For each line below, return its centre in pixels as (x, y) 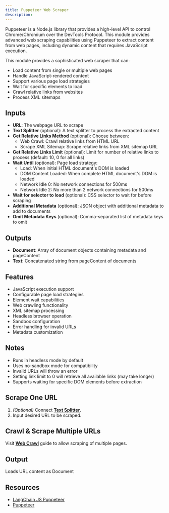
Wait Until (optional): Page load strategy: (55, 163)
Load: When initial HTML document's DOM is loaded (75, 168)
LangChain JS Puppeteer (38, 500)
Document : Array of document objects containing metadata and (79, 250)
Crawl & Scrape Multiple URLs (53, 431)
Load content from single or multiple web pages (62, 70)
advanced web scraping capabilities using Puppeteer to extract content (79, 40)
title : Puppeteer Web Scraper (37, 10)
